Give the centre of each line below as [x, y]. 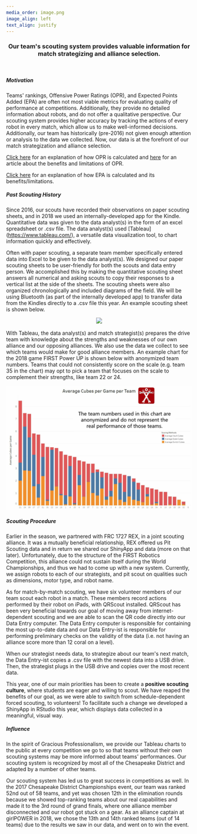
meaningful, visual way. [35, 715]
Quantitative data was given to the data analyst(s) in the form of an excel [94, 222]
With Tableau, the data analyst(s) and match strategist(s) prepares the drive [98, 333]
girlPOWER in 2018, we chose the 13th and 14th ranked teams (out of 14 [93, 818]
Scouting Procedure [31, 521]
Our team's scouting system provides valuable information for [99, 46]
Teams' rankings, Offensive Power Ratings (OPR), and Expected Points [92, 95]
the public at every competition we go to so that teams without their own [94, 750]
